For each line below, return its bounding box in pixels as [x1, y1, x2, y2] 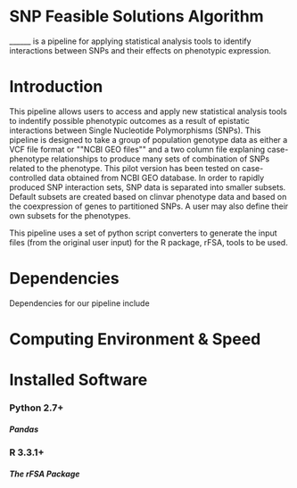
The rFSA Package [9, 468, 80, 479]
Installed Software [9, 370, 148, 390]
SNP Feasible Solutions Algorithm [9, 6, 265, 27]
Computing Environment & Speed [9, 329, 261, 349]
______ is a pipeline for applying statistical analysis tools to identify [9, 36, 252, 46]
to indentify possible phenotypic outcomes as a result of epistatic [9, 115, 250, 126]
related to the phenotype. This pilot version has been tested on [9, 162, 241, 173]
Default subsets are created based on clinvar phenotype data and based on [9, 191, 287, 202]
